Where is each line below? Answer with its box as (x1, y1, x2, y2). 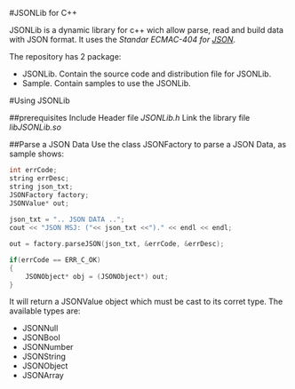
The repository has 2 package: (9, 52, 122, 61)
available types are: (9, 306, 81, 316)
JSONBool (21, 332, 60, 343)
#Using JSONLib (9, 95, 70, 106)
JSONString (21, 351, 67, 362)
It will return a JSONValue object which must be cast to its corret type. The (9, 297, 283, 307)
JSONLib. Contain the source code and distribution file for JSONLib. (21, 68, 272, 79)
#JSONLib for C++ (9, 8, 78, 18)
